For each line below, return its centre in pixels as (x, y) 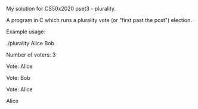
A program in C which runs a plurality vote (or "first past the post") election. (99, 20)
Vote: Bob (18, 78)
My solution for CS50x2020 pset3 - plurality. (61, 9)
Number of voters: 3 (31, 55)
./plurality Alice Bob (30, 43)
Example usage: (26, 32)
